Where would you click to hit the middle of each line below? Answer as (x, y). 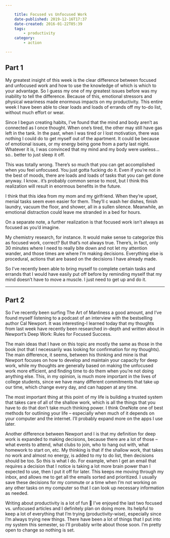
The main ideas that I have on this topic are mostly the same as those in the (84, 344)
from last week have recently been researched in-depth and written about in (85, 329)
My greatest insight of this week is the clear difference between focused (81, 80)
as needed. (17, 493)
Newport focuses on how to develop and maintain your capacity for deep (81, 360)
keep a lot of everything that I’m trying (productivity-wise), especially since (83, 514)
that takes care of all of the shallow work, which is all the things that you (80, 402)
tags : (20, 28)
